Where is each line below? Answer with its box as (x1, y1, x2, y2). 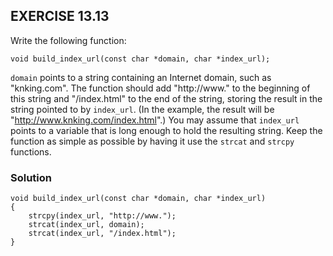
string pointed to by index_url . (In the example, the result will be (10, 103, 275, 115)
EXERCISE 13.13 (10, 8, 110, 25)
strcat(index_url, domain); (28, 220, 145, 230)
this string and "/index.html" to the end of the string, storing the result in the (10, 92, 323, 104)
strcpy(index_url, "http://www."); (28, 211, 177, 221)
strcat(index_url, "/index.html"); (28, 229, 177, 239)
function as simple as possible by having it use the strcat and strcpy (10, 135, 295, 147)
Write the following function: (10, 34, 127, 46)
